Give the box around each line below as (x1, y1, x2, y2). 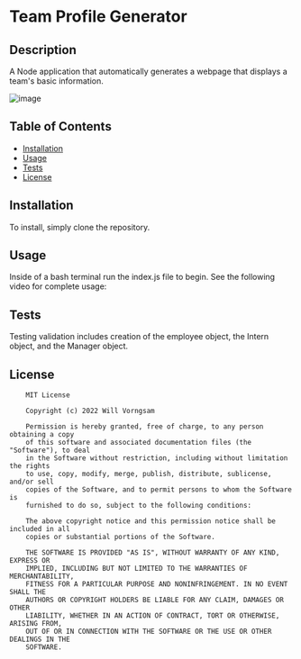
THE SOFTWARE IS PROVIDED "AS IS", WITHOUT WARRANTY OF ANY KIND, (25, 548, 280, 557)
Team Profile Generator (9, 6, 187, 27)
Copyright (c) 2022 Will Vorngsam (25, 407, 155, 416)
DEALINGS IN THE (9, 635, 70, 645)
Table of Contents (9, 119, 113, 134)
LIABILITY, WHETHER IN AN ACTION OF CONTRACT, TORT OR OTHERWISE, (25, 611, 280, 620)
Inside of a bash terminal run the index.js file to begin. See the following (9, 272, 276, 283)
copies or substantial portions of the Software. (25, 533, 216, 542)
